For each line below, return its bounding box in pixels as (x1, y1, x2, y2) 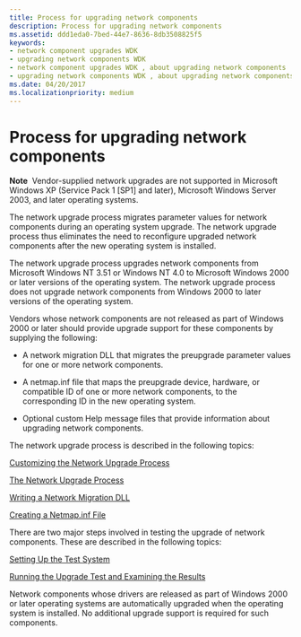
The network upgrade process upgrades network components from (9, 257, 259, 269)
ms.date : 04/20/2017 (9, 80, 87, 89)
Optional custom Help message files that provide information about (21, 414, 271, 424)
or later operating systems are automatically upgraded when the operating (9, 598, 284, 609)
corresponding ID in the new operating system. (21, 396, 196, 406)
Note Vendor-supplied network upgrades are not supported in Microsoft (9, 176, 278, 187)
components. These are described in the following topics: (9, 537, 222, 547)
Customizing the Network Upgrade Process (9, 458, 170, 468)
